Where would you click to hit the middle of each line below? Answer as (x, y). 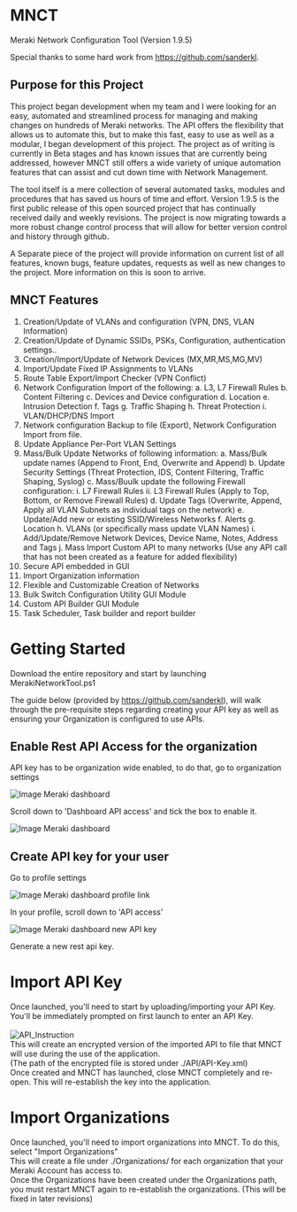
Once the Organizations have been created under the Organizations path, (144, 1180)
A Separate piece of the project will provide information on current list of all (147, 253)
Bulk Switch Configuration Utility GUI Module (104, 594)
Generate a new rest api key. (62, 946)
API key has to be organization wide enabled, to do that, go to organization (146, 768)
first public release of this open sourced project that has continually (133, 208)
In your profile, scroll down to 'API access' (87, 912)
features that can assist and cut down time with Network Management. (139, 172)
